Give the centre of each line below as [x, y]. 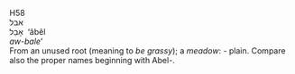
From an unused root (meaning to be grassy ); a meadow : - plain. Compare [147, 51]
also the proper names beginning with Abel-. [92, 60]
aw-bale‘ [26, 41]
